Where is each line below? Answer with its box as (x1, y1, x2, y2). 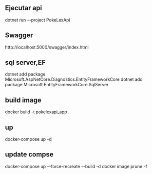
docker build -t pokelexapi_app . (5, 109, 70, 115)
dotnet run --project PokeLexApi (5, 17, 71, 23)
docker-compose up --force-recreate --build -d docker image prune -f (5, 163, 148, 169)
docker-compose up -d (5, 136, 52, 142)
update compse (5, 150, 54, 159)
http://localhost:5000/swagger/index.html (5, 44, 89, 50)
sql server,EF (5, 58, 46, 67)
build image (5, 96, 41, 104)
